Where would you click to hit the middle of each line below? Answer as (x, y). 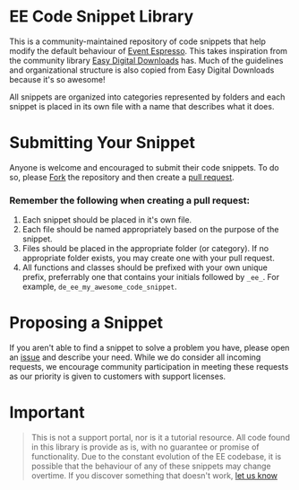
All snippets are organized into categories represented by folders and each (147, 97)
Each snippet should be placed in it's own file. (107, 220)
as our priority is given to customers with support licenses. (118, 376)
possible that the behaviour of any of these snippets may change (151, 466)
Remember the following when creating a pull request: (130, 200)
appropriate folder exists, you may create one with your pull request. (148, 258)
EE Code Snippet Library (102, 17)
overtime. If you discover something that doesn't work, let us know (154, 476)
